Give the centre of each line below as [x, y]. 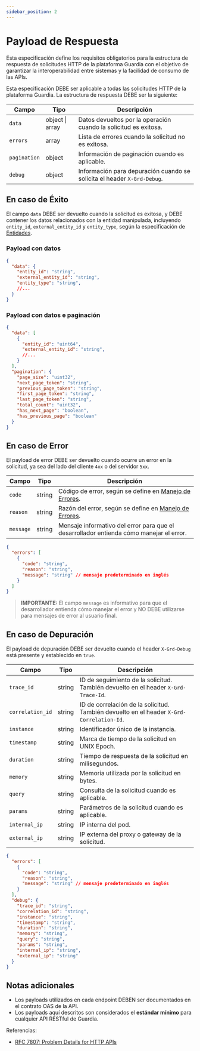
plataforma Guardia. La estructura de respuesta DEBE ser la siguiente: [92, 95]
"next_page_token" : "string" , [54, 383]
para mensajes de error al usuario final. [69, 616]
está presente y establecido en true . [51, 655]
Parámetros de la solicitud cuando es [131, 807]
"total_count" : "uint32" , [49, 405]
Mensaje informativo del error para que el [116, 526]
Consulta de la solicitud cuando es [128, 790]
